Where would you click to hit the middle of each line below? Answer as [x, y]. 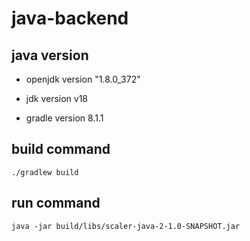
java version [50, 55]
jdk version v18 [57, 98]
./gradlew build [45, 172]
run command [56, 203]
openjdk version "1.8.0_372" [83, 79]
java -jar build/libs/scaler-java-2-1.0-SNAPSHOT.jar [126, 226]
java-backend [70, 18]
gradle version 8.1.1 [64, 118]
